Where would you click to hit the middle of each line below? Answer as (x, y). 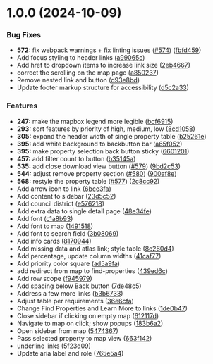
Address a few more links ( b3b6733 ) (70, 293)
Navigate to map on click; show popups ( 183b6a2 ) (90, 323)
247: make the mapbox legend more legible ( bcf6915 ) (95, 121)
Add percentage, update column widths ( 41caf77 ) (89, 256)
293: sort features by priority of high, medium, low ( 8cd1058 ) (106, 129)
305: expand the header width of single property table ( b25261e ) (111, 136)
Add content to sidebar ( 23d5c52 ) (66, 196)
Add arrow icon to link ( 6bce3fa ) (64, 189)
